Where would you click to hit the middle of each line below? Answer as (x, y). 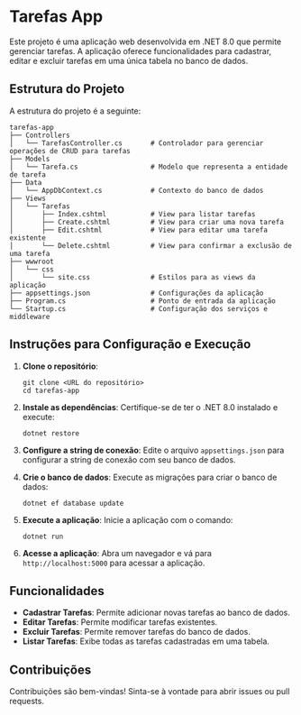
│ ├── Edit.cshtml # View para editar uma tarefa (139, 230)
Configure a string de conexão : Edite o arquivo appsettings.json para (153, 450)
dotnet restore (51, 433)
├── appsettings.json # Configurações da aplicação (137, 293)
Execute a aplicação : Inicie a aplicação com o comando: (128, 519)
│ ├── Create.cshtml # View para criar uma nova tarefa (146, 222)
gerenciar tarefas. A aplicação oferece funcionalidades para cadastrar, (141, 50)
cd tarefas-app (51, 390)
